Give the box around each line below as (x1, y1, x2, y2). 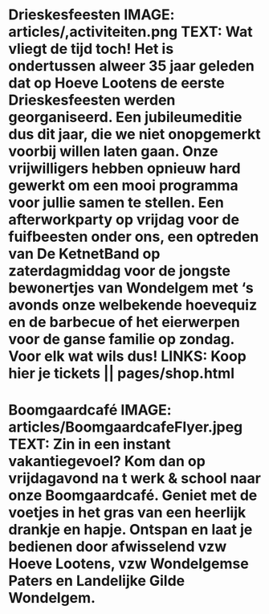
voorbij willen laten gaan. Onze (8, 142, 218, 161)
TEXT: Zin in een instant (8, 436, 171, 453)
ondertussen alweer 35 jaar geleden (8, 57, 255, 76)
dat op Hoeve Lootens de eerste (8, 74, 225, 92)
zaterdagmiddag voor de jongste (8, 262, 231, 280)
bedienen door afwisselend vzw (8, 538, 227, 556)
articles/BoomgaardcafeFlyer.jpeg (8, 418, 243, 436)
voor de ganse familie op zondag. (8, 330, 235, 349)
